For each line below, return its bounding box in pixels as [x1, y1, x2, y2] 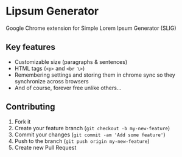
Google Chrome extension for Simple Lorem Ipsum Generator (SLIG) [5, 24, 177, 32]
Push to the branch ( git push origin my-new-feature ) [14, 137, 150, 144]
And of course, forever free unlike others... [14, 84, 122, 91]
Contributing [5, 102, 55, 112]
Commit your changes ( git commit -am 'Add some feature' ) [14, 131, 166, 138]
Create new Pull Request [14, 144, 77, 151]
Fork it [14, 117, 31, 125]
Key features [5, 42, 55, 52]
